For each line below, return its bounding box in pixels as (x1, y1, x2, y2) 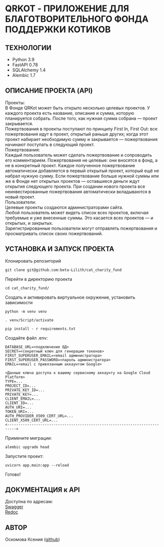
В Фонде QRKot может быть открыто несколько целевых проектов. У (5, 104, 150, 111)
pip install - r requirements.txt (5, 326, 76, 331)
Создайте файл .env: (5, 335, 48, 341)
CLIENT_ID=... (5, 400, 34, 406)
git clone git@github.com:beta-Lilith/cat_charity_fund (5, 267, 122, 273)
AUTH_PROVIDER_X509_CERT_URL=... (5, 413, 74, 418)
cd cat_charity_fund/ (5, 285, 50, 291)
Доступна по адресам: (5, 499, 53, 505)
